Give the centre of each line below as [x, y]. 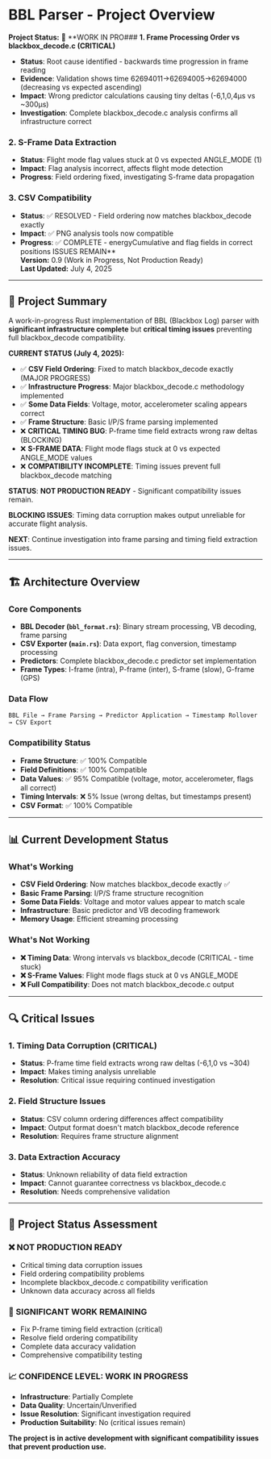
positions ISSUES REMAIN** [68, 251]
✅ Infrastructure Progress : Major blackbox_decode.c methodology [132, 387]
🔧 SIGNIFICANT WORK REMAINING [78, 1311]
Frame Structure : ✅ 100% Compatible [83, 761]
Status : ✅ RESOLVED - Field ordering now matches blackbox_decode [135, 215]
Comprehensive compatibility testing [81, 1355]
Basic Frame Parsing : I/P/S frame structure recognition [112, 894]
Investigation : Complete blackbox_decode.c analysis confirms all [129, 113]
